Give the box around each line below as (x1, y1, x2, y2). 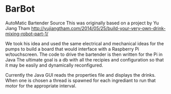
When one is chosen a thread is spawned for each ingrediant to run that (5, 77, 156, 83)
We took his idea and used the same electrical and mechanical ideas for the (5, 40, 164, 46)
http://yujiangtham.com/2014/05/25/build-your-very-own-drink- (31, 25, 166, 31)
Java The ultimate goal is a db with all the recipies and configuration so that (5, 56, 164, 62)
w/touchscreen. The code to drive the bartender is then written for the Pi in (5, 51, 163, 57)
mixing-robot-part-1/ (5, 30, 48, 37)
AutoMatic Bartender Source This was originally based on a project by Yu (5, 20, 159, 26)
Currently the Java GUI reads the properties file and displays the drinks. (5, 72, 156, 78)
